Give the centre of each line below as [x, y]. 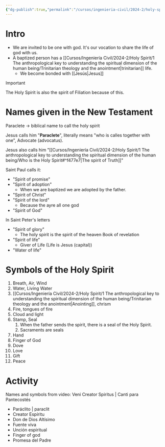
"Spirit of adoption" [32, 184]
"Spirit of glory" [28, 229]
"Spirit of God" [28, 210]
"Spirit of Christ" [29, 195]
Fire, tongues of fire [33, 309]
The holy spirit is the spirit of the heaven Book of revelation [80, 234]
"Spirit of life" [26, 240]
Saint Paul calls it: [23, 170]
